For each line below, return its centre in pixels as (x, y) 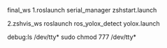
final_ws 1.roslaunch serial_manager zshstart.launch (82, 10)
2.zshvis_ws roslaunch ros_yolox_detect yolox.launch (84, 23)
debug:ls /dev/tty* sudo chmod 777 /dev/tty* (72, 37)
